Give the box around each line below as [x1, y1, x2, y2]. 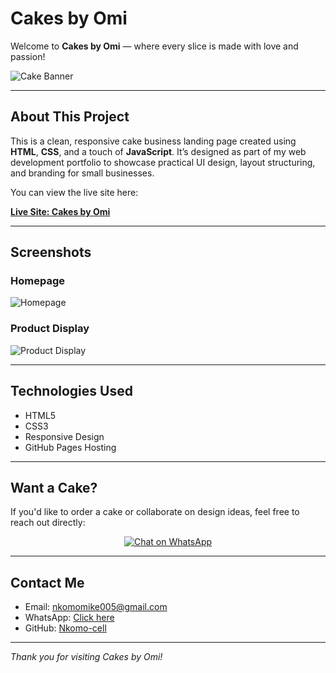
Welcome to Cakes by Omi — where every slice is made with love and [10, 40, 299, 52]
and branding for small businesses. [10, 167, 155, 179]
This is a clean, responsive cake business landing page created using [10, 135, 297, 147]
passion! [10, 50, 46, 62]
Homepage [10, 274, 65, 288]
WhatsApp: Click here [24, 612, 115, 624]
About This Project [10, 108, 130, 126]
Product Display [10, 322, 90, 336]
